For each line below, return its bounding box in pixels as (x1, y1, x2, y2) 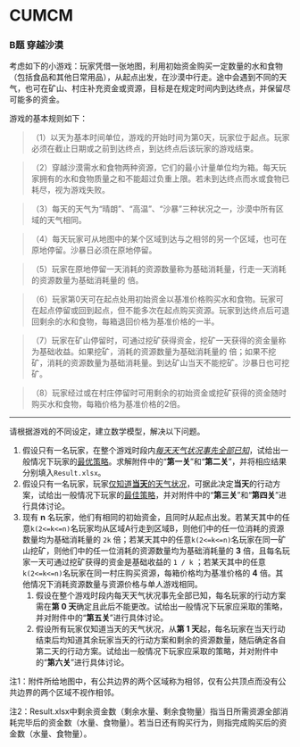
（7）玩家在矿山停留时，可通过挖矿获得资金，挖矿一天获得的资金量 (30, 336, 279, 346)
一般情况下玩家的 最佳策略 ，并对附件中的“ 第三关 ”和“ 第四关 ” (61, 490, 279, 501)
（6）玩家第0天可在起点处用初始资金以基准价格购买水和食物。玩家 (30, 294, 277, 304)
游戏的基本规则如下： (9, 113, 87, 124)
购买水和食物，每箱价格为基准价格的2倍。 (30, 399, 186, 410)
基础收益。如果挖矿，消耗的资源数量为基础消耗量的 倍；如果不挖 (38, 346, 277, 357)
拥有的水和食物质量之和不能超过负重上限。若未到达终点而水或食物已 (38, 173, 290, 184)
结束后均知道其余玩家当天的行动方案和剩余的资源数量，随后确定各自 (35, 635, 287, 645)
